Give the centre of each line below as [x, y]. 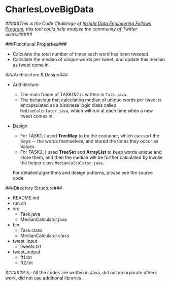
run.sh [19, 203]
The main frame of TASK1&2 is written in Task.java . [74, 94]
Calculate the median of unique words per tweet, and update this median [89, 59]
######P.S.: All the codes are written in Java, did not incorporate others [81, 272]
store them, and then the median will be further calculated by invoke [92, 157]
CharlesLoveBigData [49, 9]
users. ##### [19, 34]
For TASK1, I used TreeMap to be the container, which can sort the [90, 135]
